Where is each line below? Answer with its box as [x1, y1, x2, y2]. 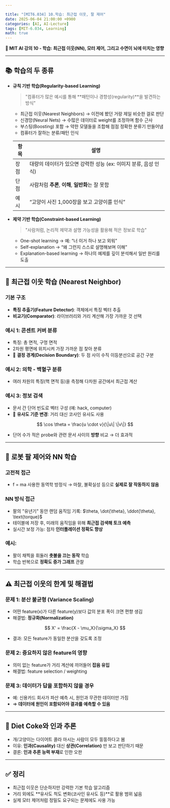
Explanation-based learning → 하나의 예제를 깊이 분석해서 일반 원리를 [20, 250, 160, 256]
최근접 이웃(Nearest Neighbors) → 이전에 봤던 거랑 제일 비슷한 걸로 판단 [20, 110, 164, 117]
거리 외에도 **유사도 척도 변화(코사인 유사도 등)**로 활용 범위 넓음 [12, 791, 143, 797]
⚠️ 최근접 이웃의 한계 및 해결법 [5, 580, 94, 588]
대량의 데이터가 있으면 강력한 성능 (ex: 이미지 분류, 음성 [29, 160, 153, 167]
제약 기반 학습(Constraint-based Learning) [12, 216, 101, 222]
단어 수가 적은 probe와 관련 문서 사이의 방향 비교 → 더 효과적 [12, 432, 133, 438]
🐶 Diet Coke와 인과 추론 [5, 722, 76, 730]
